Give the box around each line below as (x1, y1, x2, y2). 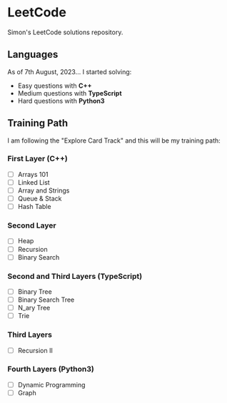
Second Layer (7, 220, 56, 230)
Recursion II (17, 346, 54, 354)
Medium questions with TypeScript (17, 88, 123, 97)
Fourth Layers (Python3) (7, 364, 94, 374)
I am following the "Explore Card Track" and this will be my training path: (7, 136, 221, 145)
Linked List (17, 178, 50, 186)
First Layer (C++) (7, 154, 68, 164)
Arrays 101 (17, 170, 49, 178)
